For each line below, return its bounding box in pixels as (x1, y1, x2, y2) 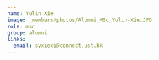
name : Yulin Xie (7, 10, 54, 17)
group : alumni (7, 29, 48, 37)
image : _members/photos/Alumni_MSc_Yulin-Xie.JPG (7, 17, 153, 23)
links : (7, 36, 26, 43)
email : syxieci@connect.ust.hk (13, 42, 103, 49)
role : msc (7, 23, 36, 30)
